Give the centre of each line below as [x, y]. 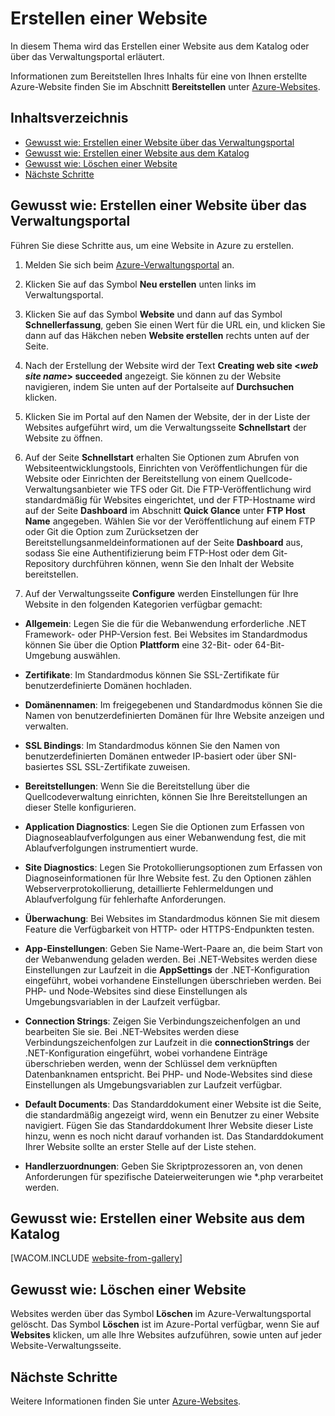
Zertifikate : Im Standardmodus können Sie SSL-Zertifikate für [152, 674]
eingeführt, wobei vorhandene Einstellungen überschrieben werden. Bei [173, 980]
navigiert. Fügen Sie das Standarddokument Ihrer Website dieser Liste [169, 1125]
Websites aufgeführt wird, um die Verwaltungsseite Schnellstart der [165, 427]
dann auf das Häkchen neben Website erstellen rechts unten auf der [167, 335]
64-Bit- [269, 644]
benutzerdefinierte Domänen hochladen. [108, 685]
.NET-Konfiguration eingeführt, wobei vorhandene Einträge [146, 1053]
